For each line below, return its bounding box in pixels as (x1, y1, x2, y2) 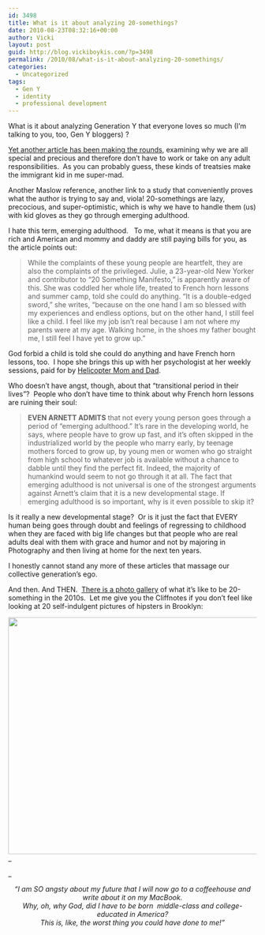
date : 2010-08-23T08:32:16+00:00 (8, 26, 118, 34)
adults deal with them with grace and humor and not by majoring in (8, 538, 226, 547)
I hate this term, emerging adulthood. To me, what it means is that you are (8, 226, 252, 235)
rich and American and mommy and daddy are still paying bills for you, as (8, 235, 247, 244)
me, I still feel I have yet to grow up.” (27, 333, 146, 344)
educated (96, 910, 129, 919)
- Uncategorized (15, 70, 69, 78)
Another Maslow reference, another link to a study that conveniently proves (8, 186, 254, 195)
